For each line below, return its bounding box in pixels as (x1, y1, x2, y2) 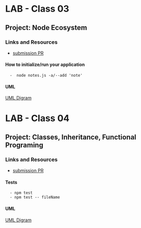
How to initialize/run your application (5, 61, 85, 68)
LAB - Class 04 (5, 113, 69, 124)
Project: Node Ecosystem (5, 23, 87, 32)
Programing (5, 141, 44, 149)
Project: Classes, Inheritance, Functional (5, 133, 136, 141)
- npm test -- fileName (10, 195, 60, 200)
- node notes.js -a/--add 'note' (10, 73, 83, 78)
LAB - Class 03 (5, 3, 69, 15)
